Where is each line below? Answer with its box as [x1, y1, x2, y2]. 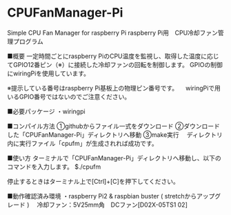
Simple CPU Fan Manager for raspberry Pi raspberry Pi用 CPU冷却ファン [7, 28, 219, 37]
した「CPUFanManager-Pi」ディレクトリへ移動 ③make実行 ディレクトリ [7, 130, 223, 139]
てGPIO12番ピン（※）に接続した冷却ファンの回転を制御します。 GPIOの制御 [7, 60, 223, 68]
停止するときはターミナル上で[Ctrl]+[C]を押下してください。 [7, 177, 179, 185]
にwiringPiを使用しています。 [7, 69, 90, 77]
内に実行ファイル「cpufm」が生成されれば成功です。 [7, 139, 158, 147]
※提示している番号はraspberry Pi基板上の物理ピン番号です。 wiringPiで [7, 84, 215, 92]
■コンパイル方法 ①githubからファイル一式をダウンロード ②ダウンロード [7, 122, 221, 130]
